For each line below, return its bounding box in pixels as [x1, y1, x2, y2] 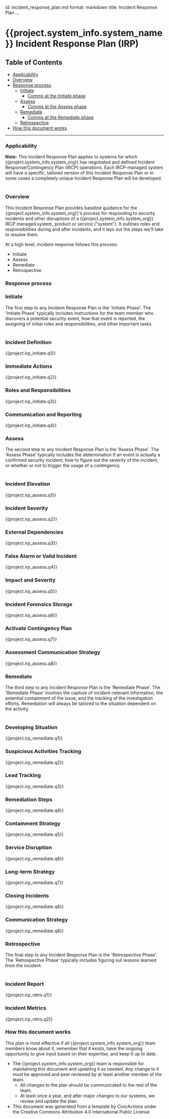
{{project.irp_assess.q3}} [5, 540, 57, 546]
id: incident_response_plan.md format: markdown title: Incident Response [5, 5, 157, 10]
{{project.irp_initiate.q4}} [5, 422, 57, 428]
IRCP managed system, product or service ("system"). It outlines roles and [5, 220, 160, 227]
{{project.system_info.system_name [5, 27, 162, 39]
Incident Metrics [5, 1004, 46, 1012]
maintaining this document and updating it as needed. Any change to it [12, 1066, 159, 1072]
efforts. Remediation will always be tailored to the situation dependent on [5, 700, 156, 706]
